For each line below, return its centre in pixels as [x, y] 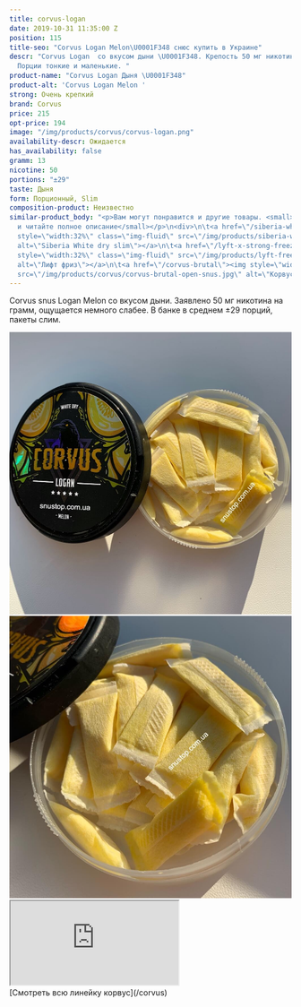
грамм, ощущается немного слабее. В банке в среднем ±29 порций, [141, 310]
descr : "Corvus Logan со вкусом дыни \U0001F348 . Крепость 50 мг [136, 57]
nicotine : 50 [34, 170]
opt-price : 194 [38, 123]
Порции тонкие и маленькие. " [73, 66]
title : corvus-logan [48, 19]
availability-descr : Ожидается [68, 142]
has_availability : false [56, 151]
